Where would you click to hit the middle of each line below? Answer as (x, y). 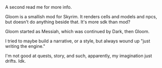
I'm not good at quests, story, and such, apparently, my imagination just (79, 56)
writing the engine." (25, 46)
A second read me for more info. (39, 7)
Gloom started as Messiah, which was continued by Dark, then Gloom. (77, 31)
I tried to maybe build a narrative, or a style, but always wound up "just (78, 41)
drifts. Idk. (15, 61)
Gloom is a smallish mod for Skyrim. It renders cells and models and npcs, (81, 17)
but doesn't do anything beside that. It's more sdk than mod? (68, 22)
